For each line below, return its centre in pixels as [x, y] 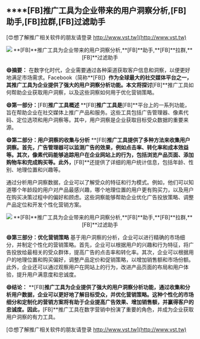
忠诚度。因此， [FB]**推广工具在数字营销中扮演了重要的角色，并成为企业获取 [100, 309]
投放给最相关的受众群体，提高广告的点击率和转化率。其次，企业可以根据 [100, 252]
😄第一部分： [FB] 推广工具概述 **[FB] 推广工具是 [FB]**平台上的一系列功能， [98, 105]
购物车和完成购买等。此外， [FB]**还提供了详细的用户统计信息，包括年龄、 [97, 162]
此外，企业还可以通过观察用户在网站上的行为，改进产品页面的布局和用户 [95, 267]
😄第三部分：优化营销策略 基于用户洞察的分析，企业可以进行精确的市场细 [96, 237]
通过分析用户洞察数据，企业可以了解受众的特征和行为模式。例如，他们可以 [97, 182]
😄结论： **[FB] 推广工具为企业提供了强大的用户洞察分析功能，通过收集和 [96, 287]
